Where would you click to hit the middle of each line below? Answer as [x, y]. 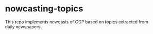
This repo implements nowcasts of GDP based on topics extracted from [76, 22]
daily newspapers [23, 26]
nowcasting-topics [44, 9]
